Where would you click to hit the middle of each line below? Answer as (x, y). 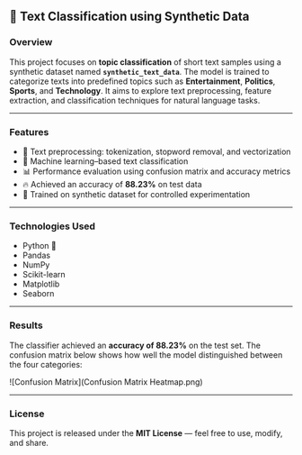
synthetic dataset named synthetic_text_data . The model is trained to (139, 71)
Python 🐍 (39, 246)
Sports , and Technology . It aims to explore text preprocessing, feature (141, 90)
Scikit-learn (44, 275)
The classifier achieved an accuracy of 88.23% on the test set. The (135, 345)
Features (29, 132)
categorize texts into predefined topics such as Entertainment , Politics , (142, 81)
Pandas (36, 255)
